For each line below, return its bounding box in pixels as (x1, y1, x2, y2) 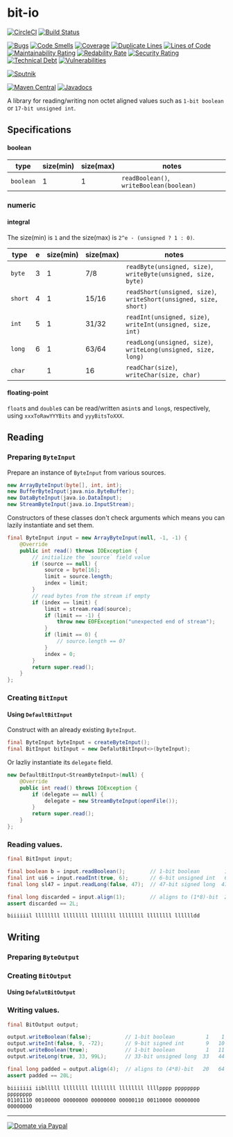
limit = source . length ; (44, 573, 113, 580)
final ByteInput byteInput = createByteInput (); (7, 739, 150, 746)
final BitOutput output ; (7, 1021, 79, 1028)
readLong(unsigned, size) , (126, 337, 214, 347)
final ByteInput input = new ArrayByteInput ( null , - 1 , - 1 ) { (7, 534, 188, 541)
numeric (7, 200, 36, 210)
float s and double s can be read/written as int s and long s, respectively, (7, 404, 210, 412)
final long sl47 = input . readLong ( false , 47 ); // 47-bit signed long (7, 881, 216, 887)
